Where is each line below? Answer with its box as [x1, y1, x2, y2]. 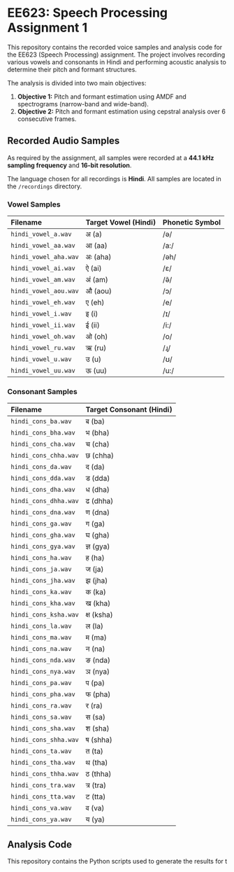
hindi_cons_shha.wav [10, 736, 79, 744]
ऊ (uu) [85, 366, 108, 376]
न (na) [85, 644, 105, 654]
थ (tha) [85, 758, 108, 768]
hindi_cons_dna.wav [10, 509, 75, 516]
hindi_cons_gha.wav [10, 531, 75, 540]
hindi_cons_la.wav [10, 622, 72, 631]
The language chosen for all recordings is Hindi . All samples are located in [7, 174, 221, 183]
